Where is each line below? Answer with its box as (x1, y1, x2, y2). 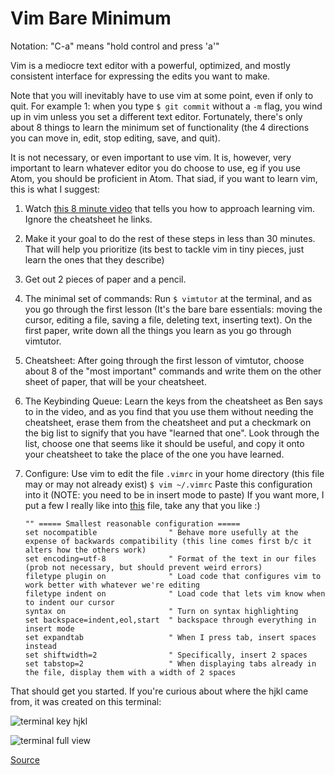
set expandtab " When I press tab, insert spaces (24, 632, 317, 642)
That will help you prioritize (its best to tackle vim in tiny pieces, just (24, 243, 305, 255)
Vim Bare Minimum (10, 7, 172, 30)
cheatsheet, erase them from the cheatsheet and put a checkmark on (24, 416, 312, 428)
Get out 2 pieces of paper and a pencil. (24, 273, 187, 285)
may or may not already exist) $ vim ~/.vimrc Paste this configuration (24, 478, 313, 490)
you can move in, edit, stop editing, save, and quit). (10, 132, 221, 144)
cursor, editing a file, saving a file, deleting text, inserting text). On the (24, 313, 313, 326)
